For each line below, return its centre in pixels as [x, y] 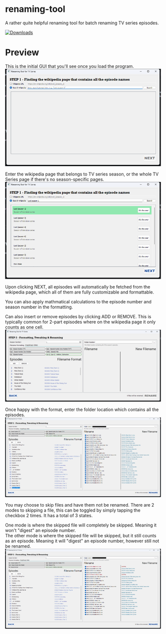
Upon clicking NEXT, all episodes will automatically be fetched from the [78, 287]
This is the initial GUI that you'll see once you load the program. [70, 66]
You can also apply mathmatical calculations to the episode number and [78, 302]
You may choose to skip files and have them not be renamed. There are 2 [80, 505]
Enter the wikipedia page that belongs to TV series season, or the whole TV [82, 174]
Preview [22, 53]
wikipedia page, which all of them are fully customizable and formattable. [80, 292]
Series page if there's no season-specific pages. [55, 179]
